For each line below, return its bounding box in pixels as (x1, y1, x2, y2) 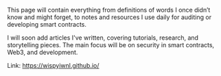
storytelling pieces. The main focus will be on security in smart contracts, (7, 41, 215, 49)
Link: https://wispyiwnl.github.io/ (7, 62, 100, 69)
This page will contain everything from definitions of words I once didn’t (7, 6, 211, 14)
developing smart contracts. (7, 21, 87, 28)
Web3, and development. (7, 48, 78, 56)
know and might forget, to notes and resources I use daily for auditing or (7, 13, 211, 21)
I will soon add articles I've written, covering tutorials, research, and (7, 34, 199, 42)
